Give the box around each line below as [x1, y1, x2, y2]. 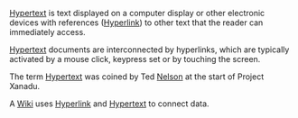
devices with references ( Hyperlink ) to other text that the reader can [9, 17, 264, 28]
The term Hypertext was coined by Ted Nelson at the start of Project [9, 71, 265, 82]
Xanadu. [9, 81, 41, 91]
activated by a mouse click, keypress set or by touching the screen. [9, 54, 261, 64]
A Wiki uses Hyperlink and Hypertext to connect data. [9, 98, 210, 109]
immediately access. [9, 27, 86, 37]
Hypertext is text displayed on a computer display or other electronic [9, 8, 265, 18]
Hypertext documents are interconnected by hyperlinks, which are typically [9, 44, 290, 55]
